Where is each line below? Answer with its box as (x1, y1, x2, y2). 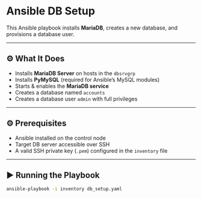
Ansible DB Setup (6, 4, 95, 18)
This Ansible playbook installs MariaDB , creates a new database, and (6, 24, 178, 31)
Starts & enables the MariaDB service (14, 82, 109, 90)
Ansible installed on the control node (14, 134, 106, 141)
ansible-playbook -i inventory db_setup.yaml (6, 186, 122, 192)
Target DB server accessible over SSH (14, 140, 110, 148)
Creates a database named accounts (14, 88, 105, 96)
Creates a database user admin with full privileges (14, 95, 138, 102)
